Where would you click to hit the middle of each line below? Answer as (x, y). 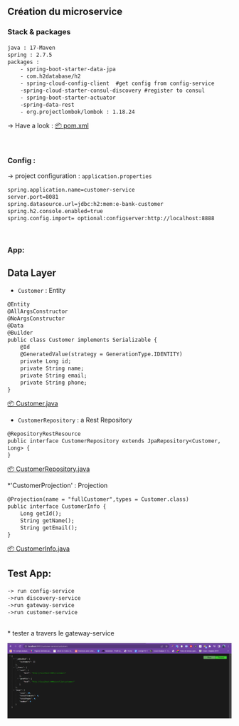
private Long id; (46, 361)
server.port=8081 (33, 197)
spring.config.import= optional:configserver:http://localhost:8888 (111, 218)
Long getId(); (41, 513)
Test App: (30, 574)
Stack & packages (39, 32)
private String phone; (54, 383)
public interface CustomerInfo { (57, 506)
